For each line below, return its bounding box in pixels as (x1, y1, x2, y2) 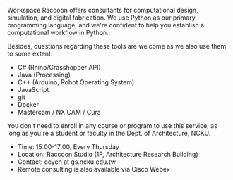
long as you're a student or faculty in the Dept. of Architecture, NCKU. (7, 129, 211, 137)
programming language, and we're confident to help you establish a (7, 21, 205, 29)
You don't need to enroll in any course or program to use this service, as (7, 122, 217, 129)
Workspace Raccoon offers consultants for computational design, (7, 6, 199, 14)
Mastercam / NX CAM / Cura (17, 108, 101, 116)
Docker (17, 101, 40, 108)
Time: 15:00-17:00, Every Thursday (17, 143, 120, 150)
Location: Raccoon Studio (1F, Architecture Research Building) (17, 150, 199, 158)
